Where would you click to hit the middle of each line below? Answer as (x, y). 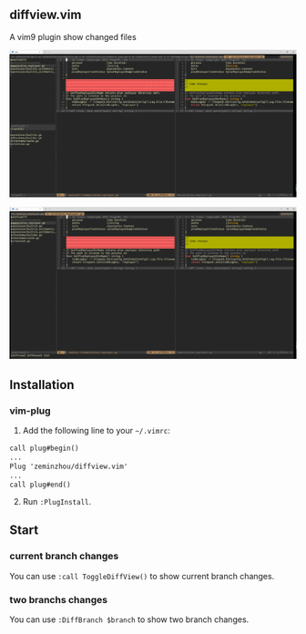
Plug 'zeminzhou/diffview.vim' (69, 466)
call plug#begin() (44, 448)
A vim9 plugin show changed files (73, 36)
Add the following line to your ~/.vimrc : (96, 430)
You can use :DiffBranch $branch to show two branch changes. (129, 619)
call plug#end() (40, 485)
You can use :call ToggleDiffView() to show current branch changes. (142, 576)
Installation (42, 385)
